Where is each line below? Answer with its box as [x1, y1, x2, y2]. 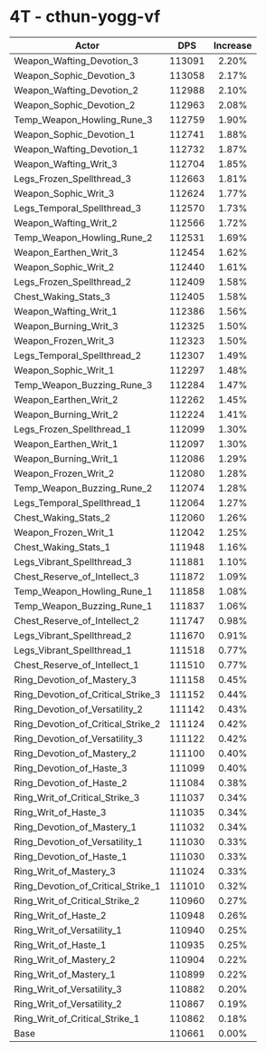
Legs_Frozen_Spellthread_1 [14, 423, 132, 435]
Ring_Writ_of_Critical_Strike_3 [14, 791, 140, 803]
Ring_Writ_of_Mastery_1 [14, 968, 116, 980]
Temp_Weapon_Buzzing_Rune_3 [14, 378, 153, 391]
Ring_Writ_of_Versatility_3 [14, 982, 122, 995]
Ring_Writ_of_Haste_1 [14, 939, 107, 951]
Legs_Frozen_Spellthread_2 [14, 275, 132, 287]
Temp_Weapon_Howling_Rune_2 [14, 231, 153, 244]
